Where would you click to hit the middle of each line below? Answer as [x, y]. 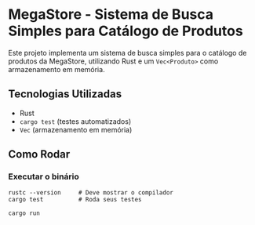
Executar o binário [44, 176]
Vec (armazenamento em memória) [76, 129]
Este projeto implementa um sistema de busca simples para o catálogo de [127, 53]
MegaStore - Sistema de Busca [111, 15]
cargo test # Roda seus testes [75, 200]
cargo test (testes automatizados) [75, 121]
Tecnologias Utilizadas [65, 94]
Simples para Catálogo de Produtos [126, 31]
